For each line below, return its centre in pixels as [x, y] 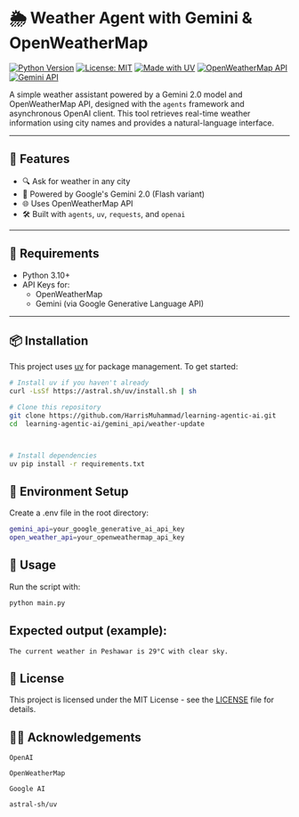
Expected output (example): [88, 631]
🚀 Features [40, 159]
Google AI [28, 789]
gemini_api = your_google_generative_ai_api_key [97, 530]
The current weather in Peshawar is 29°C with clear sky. [119, 651]
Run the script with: [45, 586]
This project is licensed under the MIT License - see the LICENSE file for [141, 700]
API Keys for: [46, 284]
